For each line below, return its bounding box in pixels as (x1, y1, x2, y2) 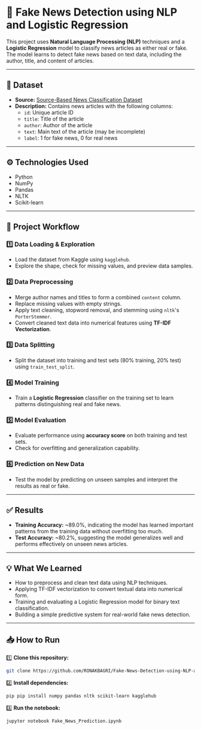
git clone (6, 668, 31, 674)
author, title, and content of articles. (6, 57, 95, 64)
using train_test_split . (14, 363, 75, 370)
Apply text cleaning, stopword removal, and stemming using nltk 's (14, 306, 179, 314)
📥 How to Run (6, 635, 60, 645)
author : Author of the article (23, 121, 93, 128)
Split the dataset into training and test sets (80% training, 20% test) (14, 356, 181, 364)
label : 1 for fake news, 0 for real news (23, 134, 118, 142)
